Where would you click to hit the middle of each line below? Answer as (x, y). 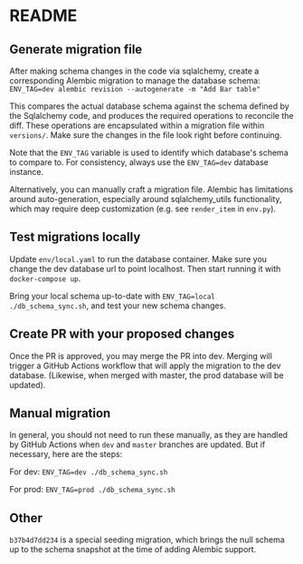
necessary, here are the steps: (66, 454)
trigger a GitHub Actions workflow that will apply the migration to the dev (145, 365)
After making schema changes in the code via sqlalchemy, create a (134, 71)
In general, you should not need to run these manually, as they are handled (148, 435)
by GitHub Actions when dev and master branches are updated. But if (137, 444)
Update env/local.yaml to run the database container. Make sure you (138, 258)
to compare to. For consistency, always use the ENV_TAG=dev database (139, 162)
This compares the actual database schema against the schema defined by (149, 106)
